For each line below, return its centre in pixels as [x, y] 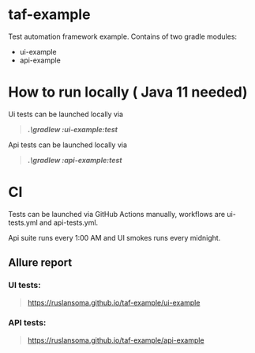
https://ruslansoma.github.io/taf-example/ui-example [114, 302]
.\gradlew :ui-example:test [73, 129]
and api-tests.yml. [69, 222]
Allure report [40, 263]
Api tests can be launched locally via [68, 145]
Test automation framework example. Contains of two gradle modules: [123, 36]
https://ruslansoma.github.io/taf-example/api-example [116, 340]
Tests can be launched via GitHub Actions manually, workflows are [117, 214]
